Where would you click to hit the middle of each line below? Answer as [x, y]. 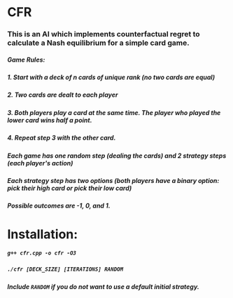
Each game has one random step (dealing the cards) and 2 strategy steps [117, 156]
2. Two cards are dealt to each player [63, 95]
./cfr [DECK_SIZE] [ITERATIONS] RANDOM [65, 270]
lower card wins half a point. [50, 120]
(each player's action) [40, 163]
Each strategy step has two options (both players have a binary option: [113, 180]
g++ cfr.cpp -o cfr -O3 [42, 253]
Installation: [43, 234]
